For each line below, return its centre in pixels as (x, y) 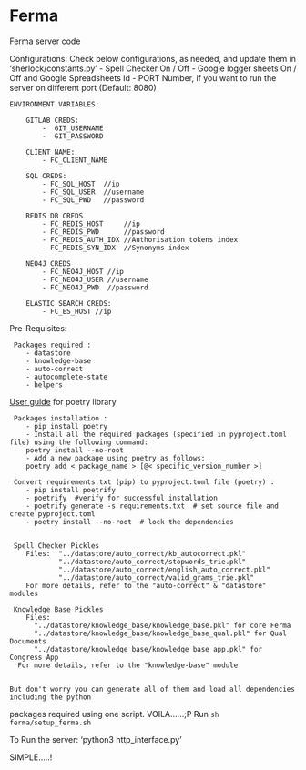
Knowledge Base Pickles (58, 609)
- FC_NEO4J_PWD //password (95, 288)
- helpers (45, 385)
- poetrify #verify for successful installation (122, 498)
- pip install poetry (66, 426)
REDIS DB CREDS (55, 216)
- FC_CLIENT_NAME (75, 160)
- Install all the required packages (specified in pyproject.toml (156, 434)
